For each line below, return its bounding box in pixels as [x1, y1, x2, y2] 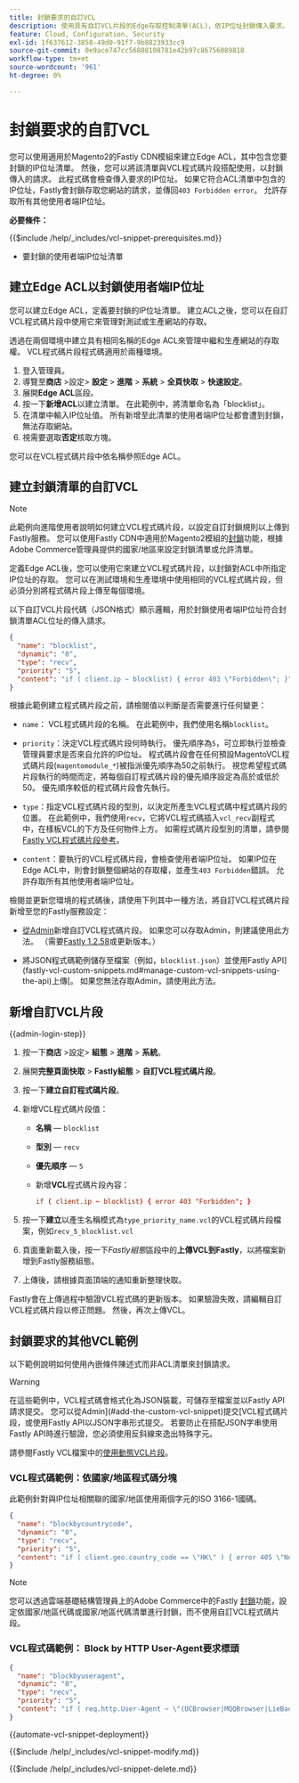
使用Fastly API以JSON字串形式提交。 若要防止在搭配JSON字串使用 [32, 1417, 278, 1427]
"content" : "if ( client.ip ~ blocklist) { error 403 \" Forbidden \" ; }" [17, 675, 293, 683]
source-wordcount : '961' [9, 63, 101, 72]
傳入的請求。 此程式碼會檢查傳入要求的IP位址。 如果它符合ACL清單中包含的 [9, 173, 286, 184]
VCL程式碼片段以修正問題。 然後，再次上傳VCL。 [9, 1305, 190, 1315]
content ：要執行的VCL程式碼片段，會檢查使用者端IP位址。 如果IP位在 [21, 854, 278, 864]
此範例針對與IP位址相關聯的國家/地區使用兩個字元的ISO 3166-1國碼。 [9, 1493, 262, 1504]
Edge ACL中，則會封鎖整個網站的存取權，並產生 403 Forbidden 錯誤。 [21, 865, 274, 876]
